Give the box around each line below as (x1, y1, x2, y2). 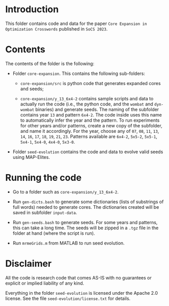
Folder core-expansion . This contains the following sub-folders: (12, 70, 146, 76)
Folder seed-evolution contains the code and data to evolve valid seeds (12, 149, 163, 155)
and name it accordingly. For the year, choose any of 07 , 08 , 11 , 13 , (20, 128, 159, 134)
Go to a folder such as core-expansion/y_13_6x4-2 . (12, 188, 119, 194)
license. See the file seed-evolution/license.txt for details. (5, 295, 131, 301)
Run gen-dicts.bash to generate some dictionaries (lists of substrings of (12, 199, 164, 205)
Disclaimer (5, 258, 52, 269)
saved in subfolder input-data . (12, 209, 77, 215)
